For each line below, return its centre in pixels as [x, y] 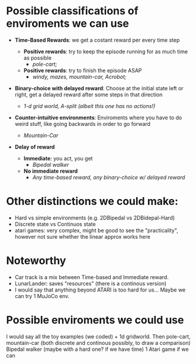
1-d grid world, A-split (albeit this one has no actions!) [89, 106]
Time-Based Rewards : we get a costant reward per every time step [97, 40]
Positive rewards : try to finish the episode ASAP [83, 70]
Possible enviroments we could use [95, 320]
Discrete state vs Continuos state [55, 224]
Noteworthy [36, 261]
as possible [38, 58]
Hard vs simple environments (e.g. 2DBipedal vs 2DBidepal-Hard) [95, 217]
